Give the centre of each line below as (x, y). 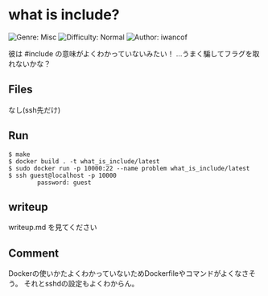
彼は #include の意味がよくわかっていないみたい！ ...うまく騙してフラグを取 (134, 53)
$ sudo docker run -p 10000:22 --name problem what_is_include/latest (129, 168)
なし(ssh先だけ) (35, 109)
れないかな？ (29, 64)
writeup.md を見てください (53, 228)
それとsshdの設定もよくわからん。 (81, 284)
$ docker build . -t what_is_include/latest (84, 161)
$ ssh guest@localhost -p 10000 (62, 175)
